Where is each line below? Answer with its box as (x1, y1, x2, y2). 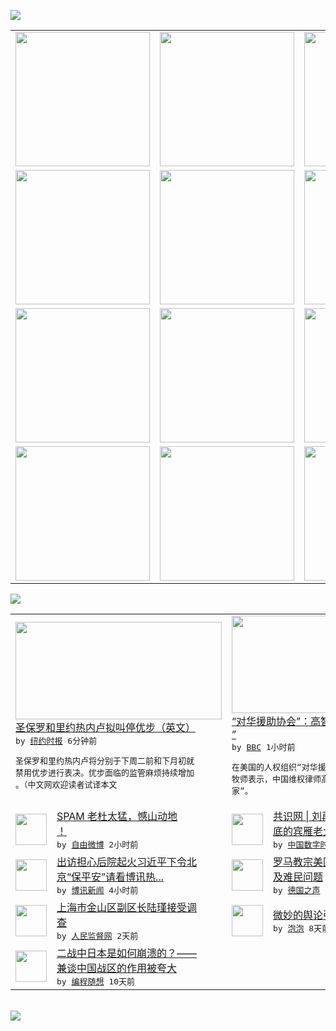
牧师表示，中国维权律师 (231, 774, 322, 784)
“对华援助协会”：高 (231, 715, 322, 728)
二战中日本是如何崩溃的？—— (56, 946, 198, 960)
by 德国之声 (273, 885, 321, 895)
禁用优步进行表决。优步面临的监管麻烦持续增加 (15, 768, 195, 778)
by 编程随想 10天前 (56, 976, 135, 987)
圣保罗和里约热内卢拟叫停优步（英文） (15, 721, 197, 734)
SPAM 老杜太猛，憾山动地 (56, 810, 178, 823)
